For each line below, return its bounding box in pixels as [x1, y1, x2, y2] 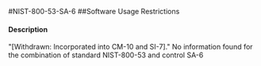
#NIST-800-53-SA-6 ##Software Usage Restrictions [8, 7, 180, 16]
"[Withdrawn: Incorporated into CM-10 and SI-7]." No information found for [8, 42, 253, 52]
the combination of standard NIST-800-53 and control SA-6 [8, 50, 204, 60]
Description [8, 24, 48, 34]
